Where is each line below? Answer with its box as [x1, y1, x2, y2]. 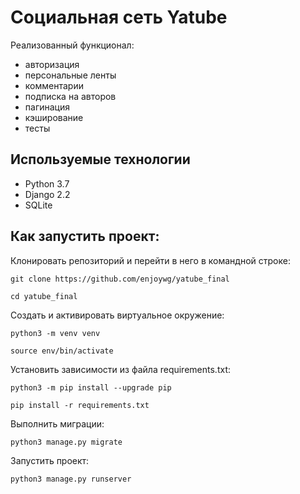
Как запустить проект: [10, 228, 160, 245]
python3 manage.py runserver [10, 474, 132, 484]
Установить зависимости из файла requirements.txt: [10, 363, 231, 375]
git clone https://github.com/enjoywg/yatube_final [10, 274, 230, 284]
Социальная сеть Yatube [10, 6, 228, 29]
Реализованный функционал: [10, 39, 135, 51]
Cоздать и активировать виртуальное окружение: [10, 309, 225, 321]
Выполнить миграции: [10, 417, 105, 430]
